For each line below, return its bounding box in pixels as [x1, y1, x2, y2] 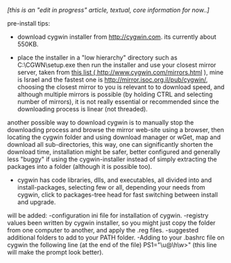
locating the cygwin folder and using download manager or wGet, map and [7, 133, 221, 141]
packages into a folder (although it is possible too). [7, 163, 153, 170]
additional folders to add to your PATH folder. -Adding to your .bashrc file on [7, 233, 225, 242]
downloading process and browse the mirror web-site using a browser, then [7, 126, 224, 134]
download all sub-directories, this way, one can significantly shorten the [7, 140, 214, 148]
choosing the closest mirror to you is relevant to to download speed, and [17, 83, 225, 91]
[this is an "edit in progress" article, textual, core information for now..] [7, 6, 209, 14]
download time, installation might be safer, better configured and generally [7, 148, 221, 156]
